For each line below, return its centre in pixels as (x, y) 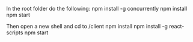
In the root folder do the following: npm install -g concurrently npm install (97, 9)
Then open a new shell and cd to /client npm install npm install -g (87, 26)
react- (177, 26)
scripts (15, 33)
